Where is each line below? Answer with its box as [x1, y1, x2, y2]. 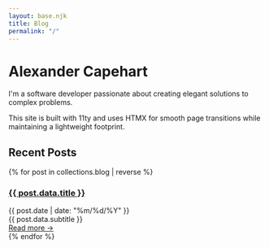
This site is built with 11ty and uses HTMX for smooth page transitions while [8, 113, 261, 123]
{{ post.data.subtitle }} [8, 215, 84, 224]
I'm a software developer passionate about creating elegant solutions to [8, 89, 249, 98]
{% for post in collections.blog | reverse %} [8, 168, 154, 177]
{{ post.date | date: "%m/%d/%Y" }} [8, 206, 130, 215]
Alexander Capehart [8, 62, 149, 80]
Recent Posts [8, 146, 77, 159]
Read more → [8, 223, 54, 233]
